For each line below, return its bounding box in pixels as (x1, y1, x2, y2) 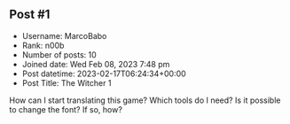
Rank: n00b (21, 40, 65, 50)
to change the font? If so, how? (9, 104, 122, 114)
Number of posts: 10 (21, 49, 98, 60)
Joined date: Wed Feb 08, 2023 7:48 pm (21, 58, 170, 69)
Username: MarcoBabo (21, 30, 107, 41)
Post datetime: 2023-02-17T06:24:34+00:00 (21, 68, 186, 79)
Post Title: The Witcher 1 (21, 77, 112, 88)
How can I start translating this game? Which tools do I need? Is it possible (9, 95, 281, 105)
